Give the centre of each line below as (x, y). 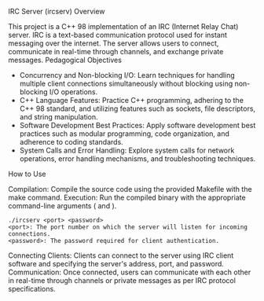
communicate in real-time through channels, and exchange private (116, 51)
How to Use (27, 174)
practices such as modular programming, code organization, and (124, 134)
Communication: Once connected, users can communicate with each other (130, 272)
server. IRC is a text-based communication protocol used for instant (118, 35)
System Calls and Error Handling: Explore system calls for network (127, 150)
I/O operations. (74, 92)
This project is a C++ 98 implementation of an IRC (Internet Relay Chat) (123, 26)
